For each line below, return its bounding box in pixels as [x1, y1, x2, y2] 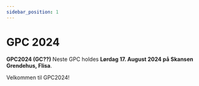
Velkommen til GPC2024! [6, 74, 70, 81]
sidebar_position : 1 [6, 9, 59, 15]
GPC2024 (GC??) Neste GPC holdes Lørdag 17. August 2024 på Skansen [6, 56, 193, 63]
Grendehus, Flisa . [6, 62, 52, 69]
